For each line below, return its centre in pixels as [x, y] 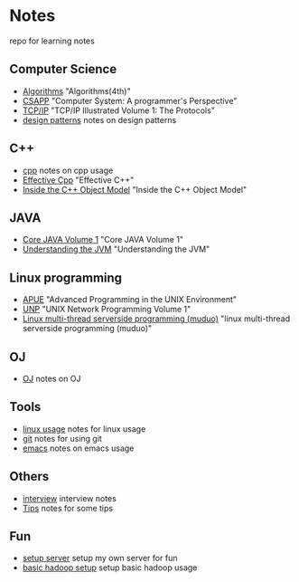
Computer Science [63, 69]
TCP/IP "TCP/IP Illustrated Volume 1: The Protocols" [118, 110]
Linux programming [66, 277]
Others [29, 477]
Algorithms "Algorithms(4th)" [76, 91]
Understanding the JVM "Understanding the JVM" [116, 249]
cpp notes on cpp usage [68, 170]
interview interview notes [70, 498]
